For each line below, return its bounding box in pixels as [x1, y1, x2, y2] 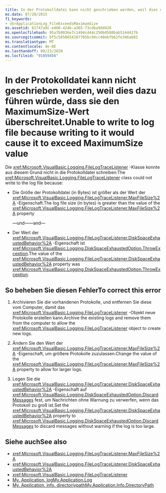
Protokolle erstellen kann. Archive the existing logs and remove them [12, 315, 151, 321]
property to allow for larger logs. [16, 367, 83, 372]
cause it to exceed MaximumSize [5, 137, 143, 149]
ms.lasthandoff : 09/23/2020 [5, 48, 63, 53]
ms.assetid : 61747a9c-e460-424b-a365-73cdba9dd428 [5, 26, 112, 31]
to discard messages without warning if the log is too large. [34, 423, 156, 429]
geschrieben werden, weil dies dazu [5, 85, 157, 96]
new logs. [12, 330, 33, 336]
